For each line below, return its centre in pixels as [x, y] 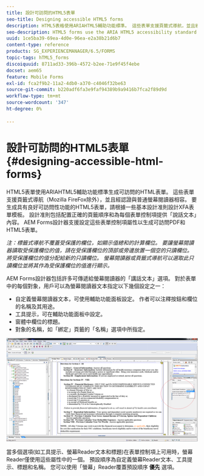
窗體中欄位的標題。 [39, 321]
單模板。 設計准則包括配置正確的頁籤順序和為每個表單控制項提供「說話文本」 [101, 214]
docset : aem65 [24, 70]
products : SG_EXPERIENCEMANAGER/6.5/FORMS [61, 52]
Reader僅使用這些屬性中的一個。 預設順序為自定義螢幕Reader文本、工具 [97, 460]
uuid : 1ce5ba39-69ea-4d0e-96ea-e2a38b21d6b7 [63, 39]
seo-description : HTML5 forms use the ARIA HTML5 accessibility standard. [103, 32]
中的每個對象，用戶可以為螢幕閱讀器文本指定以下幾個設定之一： [86, 286]
